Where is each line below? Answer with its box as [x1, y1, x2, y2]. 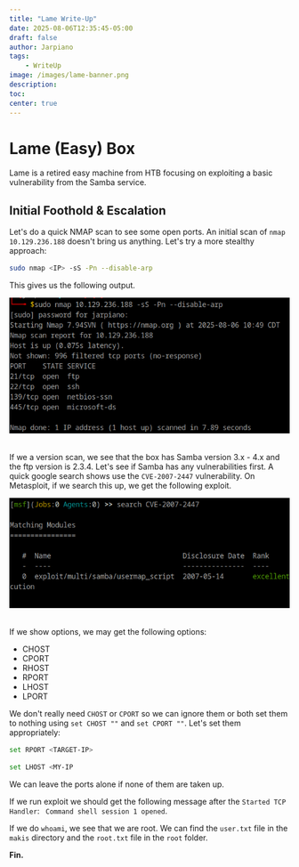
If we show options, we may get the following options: [9, 626, 207, 636]
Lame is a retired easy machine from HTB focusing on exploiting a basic [9, 167, 273, 178]
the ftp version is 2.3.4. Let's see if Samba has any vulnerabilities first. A [9, 461, 274, 472]
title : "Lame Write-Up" [9, 14, 98, 23]
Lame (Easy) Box [9, 138, 135, 158]
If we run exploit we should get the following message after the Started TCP [9, 796, 287, 806]
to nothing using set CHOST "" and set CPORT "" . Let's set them [9, 717, 242, 728]
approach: [9, 246, 47, 256]
